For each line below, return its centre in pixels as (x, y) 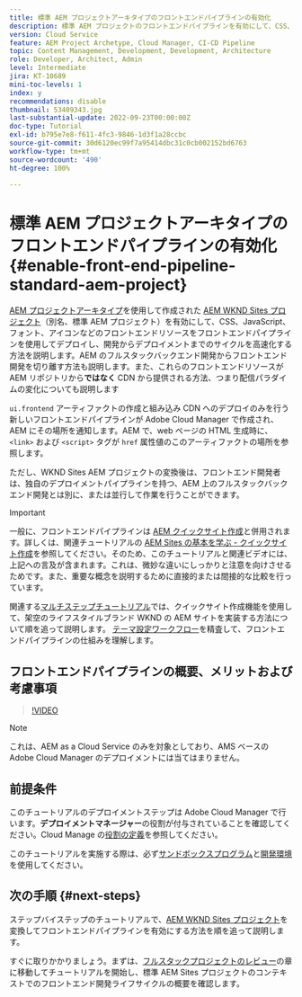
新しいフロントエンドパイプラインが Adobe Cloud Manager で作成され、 (144, 420)
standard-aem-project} (98, 285)
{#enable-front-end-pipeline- (123, 265)
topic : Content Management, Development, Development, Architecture (140, 51)
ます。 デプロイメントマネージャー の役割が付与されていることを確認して (150, 823)
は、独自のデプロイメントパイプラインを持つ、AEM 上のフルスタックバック (149, 484)
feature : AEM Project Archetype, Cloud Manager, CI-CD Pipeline (132, 43)
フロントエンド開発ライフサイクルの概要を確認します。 (142, 983)
